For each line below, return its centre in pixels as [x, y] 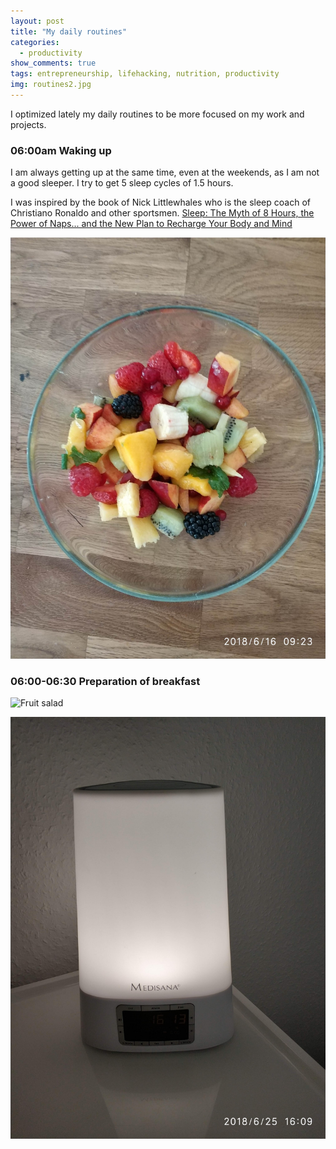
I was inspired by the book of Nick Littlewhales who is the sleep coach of [160, 202]
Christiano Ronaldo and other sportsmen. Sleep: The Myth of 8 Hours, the [162, 213]
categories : [35, 42]
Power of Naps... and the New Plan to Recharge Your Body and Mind [151, 224]
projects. [28, 124]
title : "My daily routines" [69, 31]
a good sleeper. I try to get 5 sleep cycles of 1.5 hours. [122, 183]
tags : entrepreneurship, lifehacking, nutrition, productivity [145, 74]
